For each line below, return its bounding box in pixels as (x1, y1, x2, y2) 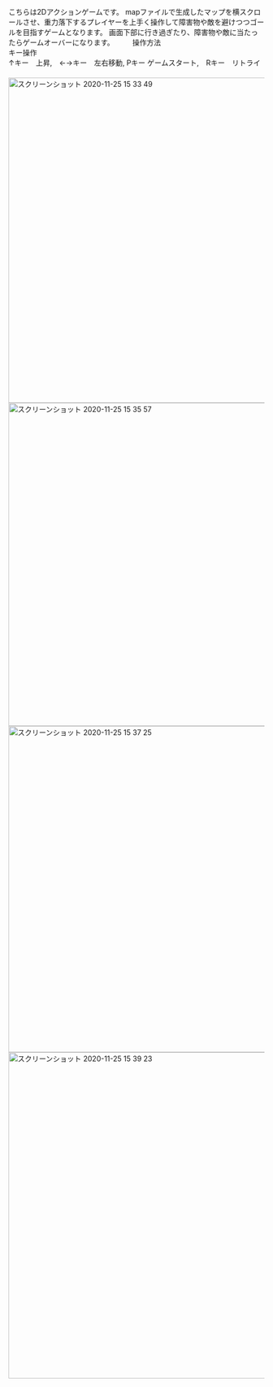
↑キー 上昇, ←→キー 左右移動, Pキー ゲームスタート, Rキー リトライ (8, 58, 261, 67)
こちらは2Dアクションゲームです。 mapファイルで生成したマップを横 (8, 7, 240, 16)
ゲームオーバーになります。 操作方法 (22, 37, 161, 47)
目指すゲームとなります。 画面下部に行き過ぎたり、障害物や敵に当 (22, 28, 245, 37)
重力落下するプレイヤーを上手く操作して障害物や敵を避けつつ (43, 17, 250, 27)
